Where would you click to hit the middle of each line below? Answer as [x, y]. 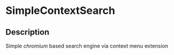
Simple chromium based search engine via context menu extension [87, 46]
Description [27, 32]
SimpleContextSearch [60, 11]
